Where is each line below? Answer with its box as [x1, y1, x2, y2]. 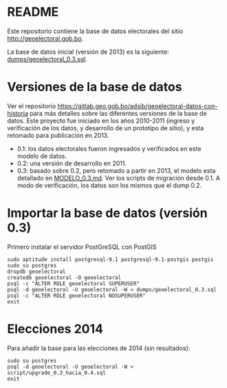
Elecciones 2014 [7, 321, 103, 336]
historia [7, 109, 29, 117]
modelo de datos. [17, 152, 67, 160]
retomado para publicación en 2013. [7, 131, 109, 139]
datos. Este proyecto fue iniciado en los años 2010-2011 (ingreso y [7, 116, 195, 125]
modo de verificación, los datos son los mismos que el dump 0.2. [17, 181, 202, 190]
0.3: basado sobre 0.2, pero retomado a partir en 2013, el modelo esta [17, 166, 216, 174]
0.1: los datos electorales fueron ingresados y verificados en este [17, 144, 202, 152]
